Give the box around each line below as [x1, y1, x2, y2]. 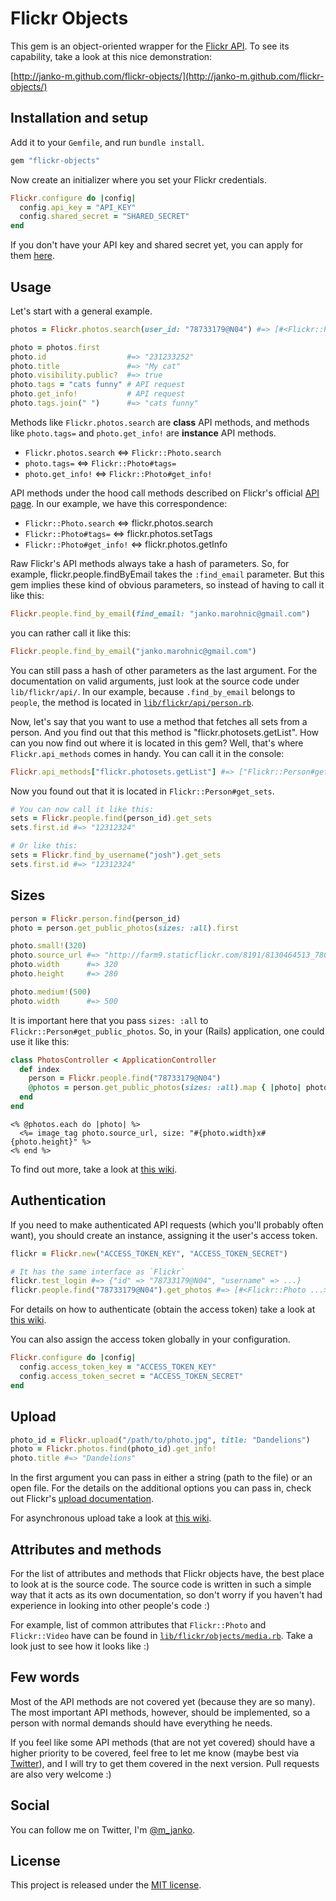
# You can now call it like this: [10, 804, 155, 814]
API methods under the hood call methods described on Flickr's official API [10, 487, 320, 499]
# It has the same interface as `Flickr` [10, 1267, 186, 1277]
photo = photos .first [10, 342, 101, 352]
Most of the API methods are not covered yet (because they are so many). [10, 1695, 316, 1707]
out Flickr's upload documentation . [10, 1493, 154, 1505]
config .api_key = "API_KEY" [19, 202, 137, 212]
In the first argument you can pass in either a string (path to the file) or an [10, 1472, 313, 1484]
